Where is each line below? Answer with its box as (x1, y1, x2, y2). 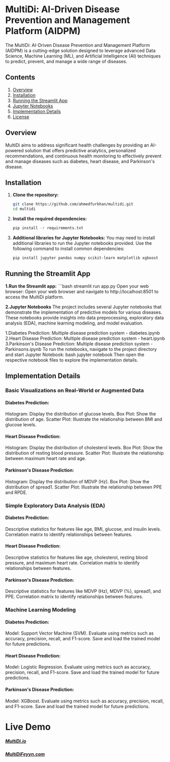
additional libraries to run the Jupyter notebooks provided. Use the (12, 240, 152, 246)
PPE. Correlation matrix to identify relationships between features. (5, 593, 144, 600)
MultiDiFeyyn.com (5, 751, 45, 757)
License (12, 114, 29, 120)
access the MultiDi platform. (5, 294, 64, 300)
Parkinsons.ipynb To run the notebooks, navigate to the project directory (5, 346, 157, 352)
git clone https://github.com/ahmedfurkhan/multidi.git (12, 202, 133, 207)
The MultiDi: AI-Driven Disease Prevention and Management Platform (5, 42, 150, 48)
